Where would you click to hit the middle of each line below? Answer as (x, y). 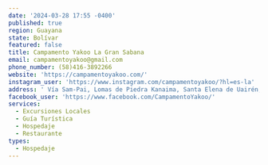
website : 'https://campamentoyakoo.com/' (78, 75)
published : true (35, 23)
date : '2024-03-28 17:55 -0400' (62, 15)
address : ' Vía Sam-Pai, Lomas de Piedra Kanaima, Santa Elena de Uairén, (135, 89)
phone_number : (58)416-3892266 (60, 67)
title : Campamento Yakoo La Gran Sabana (77, 52)
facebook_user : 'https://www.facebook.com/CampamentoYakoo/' (112, 97)
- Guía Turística (44, 119)
